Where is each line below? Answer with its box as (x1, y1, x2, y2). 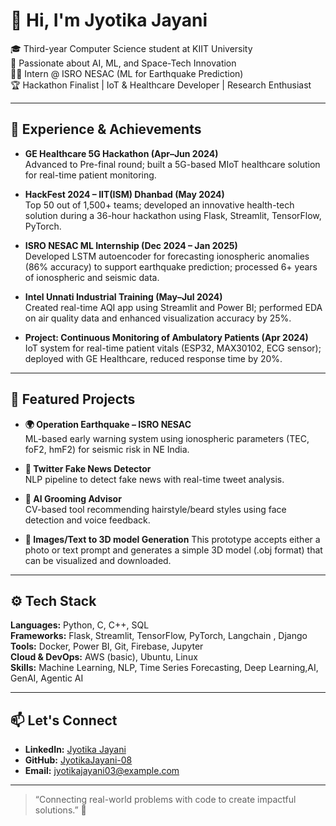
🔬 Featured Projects (10, 391, 136, 408)
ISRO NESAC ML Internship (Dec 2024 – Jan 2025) (24, 239, 238, 251)
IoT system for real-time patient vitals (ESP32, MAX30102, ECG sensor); (24, 342, 322, 354)
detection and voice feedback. (24, 514, 151, 526)
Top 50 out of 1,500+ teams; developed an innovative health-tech (24, 199, 295, 211)
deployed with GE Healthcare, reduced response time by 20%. (24, 352, 283, 364)
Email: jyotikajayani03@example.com (24, 765, 180, 777)
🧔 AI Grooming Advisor (24, 492, 122, 504)
